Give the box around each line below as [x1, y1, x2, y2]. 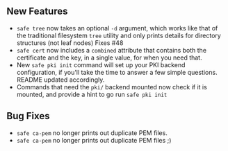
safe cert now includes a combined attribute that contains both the [16, 46, 206, 54]
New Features [6, 6, 68, 17]
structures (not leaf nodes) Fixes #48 [16, 38, 124, 47]
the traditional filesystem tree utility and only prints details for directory [16, 31, 222, 39]
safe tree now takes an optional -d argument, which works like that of [16, 24, 218, 32]
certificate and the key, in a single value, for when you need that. [16, 53, 202, 62]
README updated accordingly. [16, 75, 105, 84]
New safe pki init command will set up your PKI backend [16, 60, 186, 69]
